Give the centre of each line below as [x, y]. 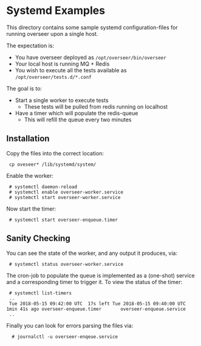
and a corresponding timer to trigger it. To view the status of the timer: [94, 282]
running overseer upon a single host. [52, 33]
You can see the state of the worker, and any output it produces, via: [92, 253]
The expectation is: [30, 46]
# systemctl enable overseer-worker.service [66, 192]
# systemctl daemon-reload [43, 187]
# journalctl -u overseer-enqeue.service [65, 337]
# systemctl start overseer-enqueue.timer [63, 220]
